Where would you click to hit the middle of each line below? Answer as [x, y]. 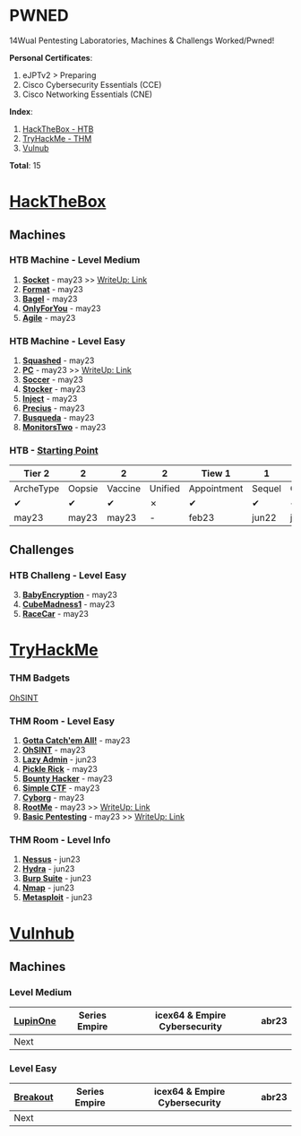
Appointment [216, 489]
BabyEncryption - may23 [70, 595]
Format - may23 [52, 289]
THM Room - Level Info [60, 839]
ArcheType [37, 489]
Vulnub [35, 148]
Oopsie [83, 489]
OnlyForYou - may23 [61, 308]
